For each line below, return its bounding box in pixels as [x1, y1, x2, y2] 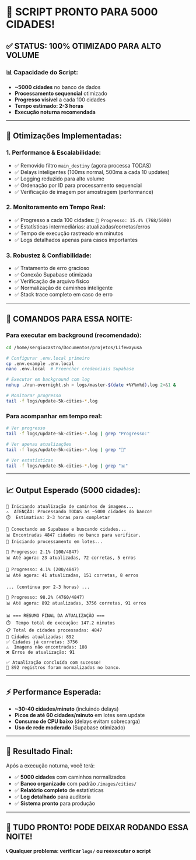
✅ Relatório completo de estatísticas [14, 786, 104, 793]
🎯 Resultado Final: [6, 746, 73, 756]
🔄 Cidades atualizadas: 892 [6, 634, 75, 640]
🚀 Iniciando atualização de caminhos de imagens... [6, 504, 134, 510]
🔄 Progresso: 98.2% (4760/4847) [6, 595, 85, 600]
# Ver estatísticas [6, 457, 54, 463]
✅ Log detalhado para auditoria [14, 793, 91, 800]
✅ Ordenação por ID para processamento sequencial [14, 182, 142, 189]
